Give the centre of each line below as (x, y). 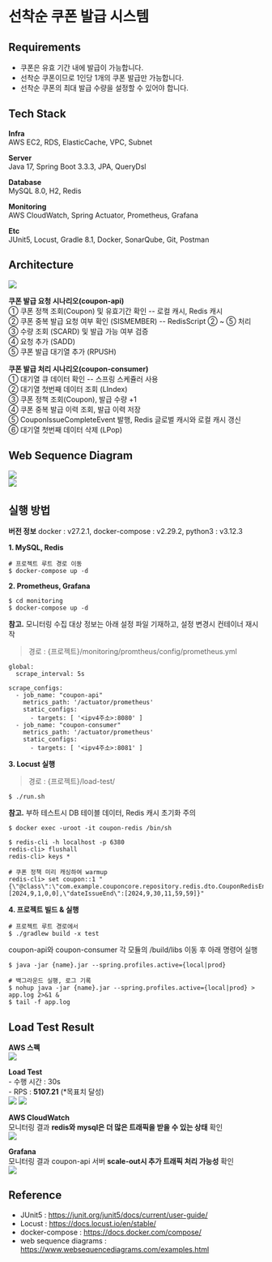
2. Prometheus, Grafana (49, 586)
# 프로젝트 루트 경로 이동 (45, 564)
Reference (35, 1195)
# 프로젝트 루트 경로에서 (44, 927)
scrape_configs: (36, 688)
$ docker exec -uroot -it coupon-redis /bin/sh (90, 829)
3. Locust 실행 (32, 765)
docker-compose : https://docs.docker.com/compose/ (111, 1232)
